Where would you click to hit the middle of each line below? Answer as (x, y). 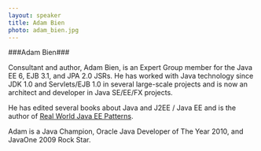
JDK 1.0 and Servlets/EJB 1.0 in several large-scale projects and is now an (128, 84)
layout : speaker (35, 15)
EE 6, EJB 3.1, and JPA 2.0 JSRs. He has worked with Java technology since (131, 76)
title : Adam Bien (37, 23)
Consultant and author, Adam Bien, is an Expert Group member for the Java (130, 68)
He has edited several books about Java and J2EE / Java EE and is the (122, 108)
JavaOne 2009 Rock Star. (50, 140)
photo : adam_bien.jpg (44, 30)
